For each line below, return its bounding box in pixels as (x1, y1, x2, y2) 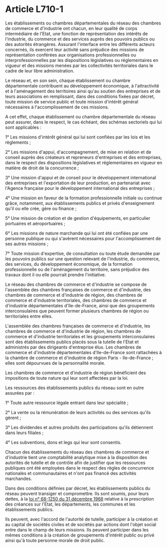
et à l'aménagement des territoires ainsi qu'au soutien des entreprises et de (5, 88, 161, 94)
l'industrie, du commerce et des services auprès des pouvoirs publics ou (5, 36, 155, 42)
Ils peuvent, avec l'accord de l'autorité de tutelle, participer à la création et (5, 516, 158, 522)
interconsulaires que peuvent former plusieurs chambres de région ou (5, 308, 149, 314)
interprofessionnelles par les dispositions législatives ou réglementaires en (5, 57, 159, 63)
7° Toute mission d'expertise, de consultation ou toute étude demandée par (5, 250, 161, 256)
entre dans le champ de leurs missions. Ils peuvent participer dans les (5, 527, 149, 533)
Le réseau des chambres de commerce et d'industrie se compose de (5, 281, 147, 287)
